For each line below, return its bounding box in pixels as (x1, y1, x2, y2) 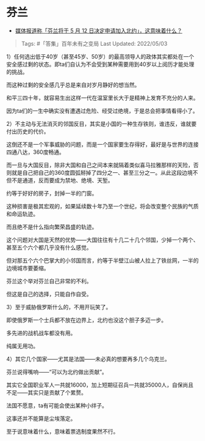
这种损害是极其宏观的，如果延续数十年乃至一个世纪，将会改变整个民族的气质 (6, 202, 199, 210)
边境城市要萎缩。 (6, 264, 49, 272)
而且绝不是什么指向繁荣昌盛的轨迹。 (6, 223, 98, 230)
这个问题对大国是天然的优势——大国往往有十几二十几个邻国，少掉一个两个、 (6, 236, 199, 243)
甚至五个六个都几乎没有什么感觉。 (6, 244, 92, 251)
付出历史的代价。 (6, 128, 49, 135)
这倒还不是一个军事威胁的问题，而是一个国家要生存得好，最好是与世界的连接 (6, 140, 199, 148)
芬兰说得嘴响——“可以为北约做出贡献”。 (6, 368, 108, 376)
